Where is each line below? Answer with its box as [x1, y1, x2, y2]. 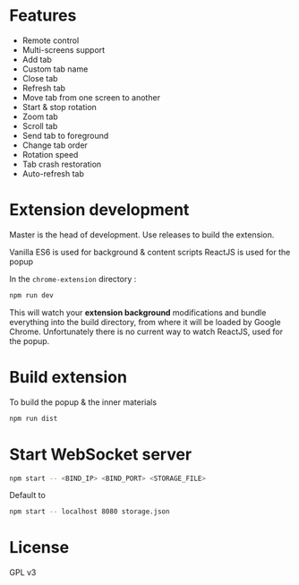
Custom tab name [21, 64, 89, 74]
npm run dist [9, 414, 58, 423]
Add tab [21, 54, 52, 65]
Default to [9, 490, 47, 501]
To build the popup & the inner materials [9, 396, 158, 408]
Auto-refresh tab [21, 168, 85, 179]
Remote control [21, 35, 80, 46]
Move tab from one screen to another [21, 91, 161, 103]
